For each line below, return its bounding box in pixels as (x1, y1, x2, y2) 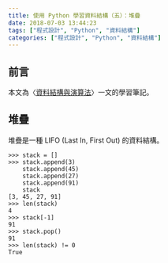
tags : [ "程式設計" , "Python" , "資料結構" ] (8, 26, 140, 34)
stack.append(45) (22, 165, 80, 173)
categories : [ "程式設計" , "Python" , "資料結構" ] (8, 33, 162, 42)
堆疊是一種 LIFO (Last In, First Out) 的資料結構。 (8, 135, 164, 145)
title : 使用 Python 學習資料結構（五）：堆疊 (8, 11, 140, 20)
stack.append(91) (22, 179, 80, 187)
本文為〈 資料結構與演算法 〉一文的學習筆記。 (8, 88, 154, 97)
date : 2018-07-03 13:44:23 (8, 19, 97, 27)
